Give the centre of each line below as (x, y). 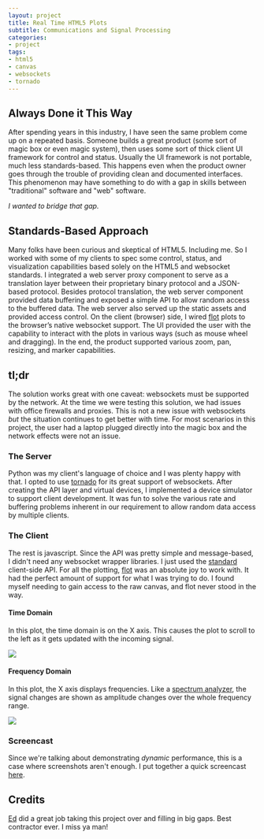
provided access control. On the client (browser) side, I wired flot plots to (127, 317)
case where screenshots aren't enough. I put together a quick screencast (127, 767)
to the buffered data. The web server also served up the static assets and (127, 309)
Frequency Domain (40, 671)
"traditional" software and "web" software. (77, 191)
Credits (27, 799)
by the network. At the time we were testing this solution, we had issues (125, 402)
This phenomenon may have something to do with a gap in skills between (127, 183)
